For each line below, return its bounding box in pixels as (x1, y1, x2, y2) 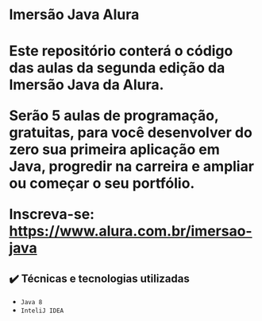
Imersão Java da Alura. (9, 76, 164, 94)
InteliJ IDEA (20, 307, 64, 315)
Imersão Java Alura (9, 6, 140, 24)
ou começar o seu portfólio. (9, 174, 195, 193)
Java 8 (20, 299, 43, 307)
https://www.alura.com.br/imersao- (9, 222, 252, 241)
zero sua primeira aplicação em (9, 141, 221, 159)
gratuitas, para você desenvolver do (9, 123, 252, 142)
